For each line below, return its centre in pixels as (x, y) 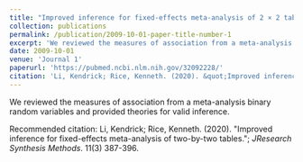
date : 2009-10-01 (42, 51)
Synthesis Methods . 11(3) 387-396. (74, 148)
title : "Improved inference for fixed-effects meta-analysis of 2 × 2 (145, 18)
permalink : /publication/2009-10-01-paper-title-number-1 (120, 34)
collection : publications (58, 26)
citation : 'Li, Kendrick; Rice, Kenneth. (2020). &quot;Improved (134, 76)
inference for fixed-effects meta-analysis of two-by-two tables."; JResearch (151, 138)
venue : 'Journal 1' (46, 59)
